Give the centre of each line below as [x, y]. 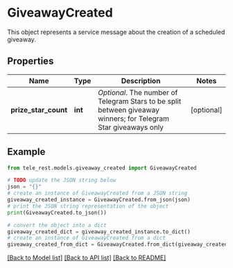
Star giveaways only [131, 127]
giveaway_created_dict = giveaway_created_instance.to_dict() [99, 232]
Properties [31, 61]
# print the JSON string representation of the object [88, 206]
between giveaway [129, 110]
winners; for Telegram [134, 118]
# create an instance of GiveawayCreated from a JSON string [97, 193]
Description [141, 81]
